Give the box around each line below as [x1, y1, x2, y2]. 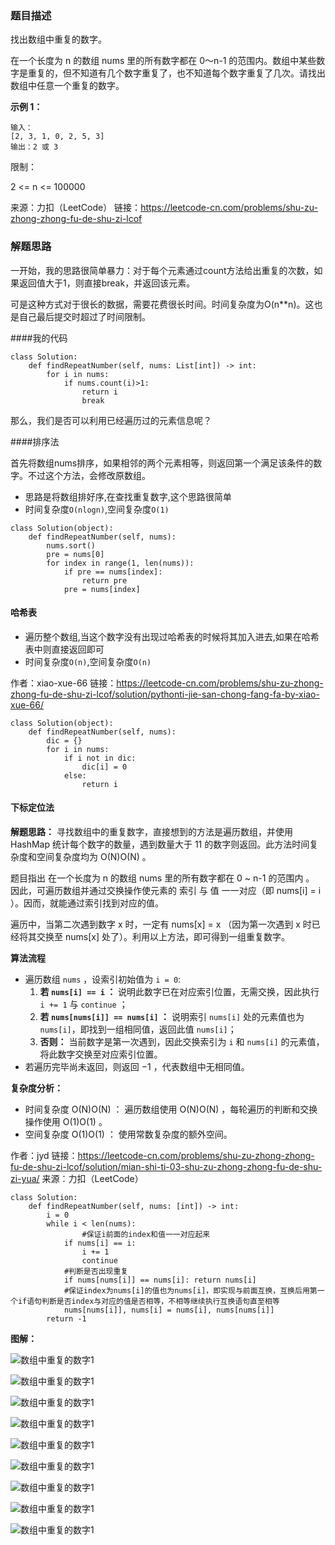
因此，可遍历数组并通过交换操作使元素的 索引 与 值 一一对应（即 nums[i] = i [10, 885, 322, 896]
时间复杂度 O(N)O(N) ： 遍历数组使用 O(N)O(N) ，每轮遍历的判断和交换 [24, 1103, 318, 1115]
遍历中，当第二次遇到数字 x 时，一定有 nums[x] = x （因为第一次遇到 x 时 [10, 918, 312, 930]
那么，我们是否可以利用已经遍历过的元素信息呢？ [10, 414, 212, 426]
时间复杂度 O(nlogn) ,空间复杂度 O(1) [24, 503, 170, 515]
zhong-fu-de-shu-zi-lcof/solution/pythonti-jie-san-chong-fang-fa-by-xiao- [10, 688, 320, 700]
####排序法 [10, 435, 60, 447]
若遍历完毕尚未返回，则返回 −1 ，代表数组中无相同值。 [24, 1061, 250, 1072]
